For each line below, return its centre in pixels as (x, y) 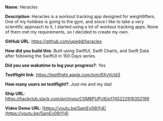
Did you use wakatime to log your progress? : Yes (55, 65)
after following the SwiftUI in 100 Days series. (51, 56)
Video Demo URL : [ (24, 108)
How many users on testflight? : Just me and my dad (59, 84)
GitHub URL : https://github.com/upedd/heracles (53, 41)
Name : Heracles (21, 7)
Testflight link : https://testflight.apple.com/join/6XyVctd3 (63, 75)
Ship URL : (15, 94)
